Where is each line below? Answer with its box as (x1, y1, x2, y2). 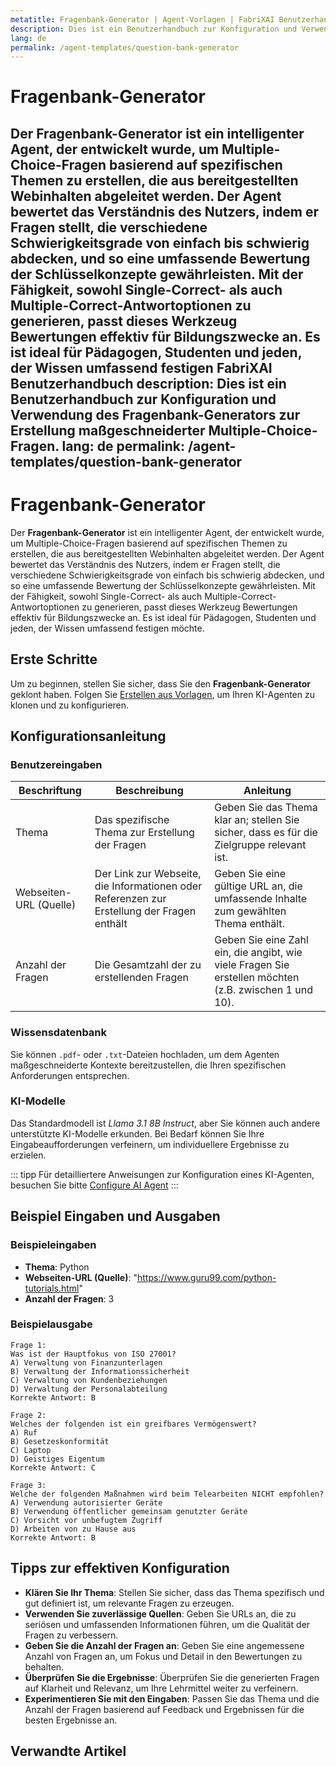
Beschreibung (115, 784, 184, 798)
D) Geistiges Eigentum (10, 1454, 105, 1464)
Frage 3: (10, 1480, 47, 1490)
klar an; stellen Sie (214, 813, 300, 827)
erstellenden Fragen (94, 971, 190, 985)
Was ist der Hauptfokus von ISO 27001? (10, 1349, 177, 1359)
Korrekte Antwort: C (10, 1462, 97, 1473)
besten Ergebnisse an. (24, 1714, 118, 1726)
